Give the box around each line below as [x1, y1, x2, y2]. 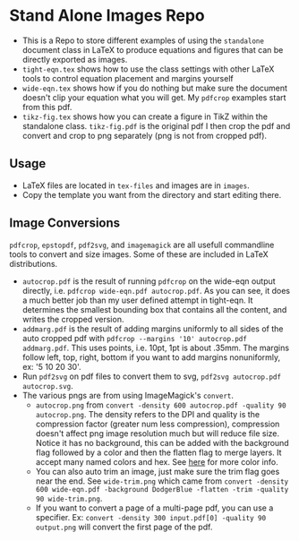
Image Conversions [9, 216, 121, 231]
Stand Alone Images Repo [9, 5, 206, 26]
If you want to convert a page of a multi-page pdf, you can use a [35, 502, 274, 513]
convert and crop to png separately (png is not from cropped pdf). [21, 130, 267, 141]
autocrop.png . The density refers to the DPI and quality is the [35, 408, 261, 419]
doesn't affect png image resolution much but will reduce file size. [35, 427, 280, 439]
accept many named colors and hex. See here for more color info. [35, 456, 279, 467]
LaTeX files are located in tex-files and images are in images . [21, 180, 250, 191]
